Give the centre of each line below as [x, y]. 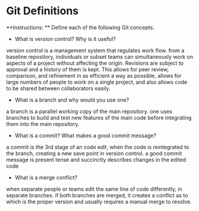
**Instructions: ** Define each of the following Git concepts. [80, 27]
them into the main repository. [43, 124]
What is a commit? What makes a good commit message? [85, 136]
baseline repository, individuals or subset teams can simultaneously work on [99, 56]
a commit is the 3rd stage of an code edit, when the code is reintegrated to [98, 147]
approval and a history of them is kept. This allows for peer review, [88, 69]
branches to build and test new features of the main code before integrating [99, 118]
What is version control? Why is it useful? [65, 39]
